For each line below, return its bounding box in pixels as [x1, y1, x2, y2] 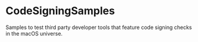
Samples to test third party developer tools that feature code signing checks [5, 24, 192, 31]
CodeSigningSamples [5, 4, 115, 18]
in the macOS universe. [5, 30, 63, 37]
